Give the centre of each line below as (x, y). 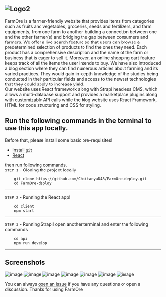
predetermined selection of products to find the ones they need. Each (76, 47)
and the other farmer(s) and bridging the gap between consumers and (77, 37)
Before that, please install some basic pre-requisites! (59, 140)
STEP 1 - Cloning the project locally (41, 170)
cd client (24, 206)
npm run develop (31, 243)
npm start (24, 211)
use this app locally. (37, 128)
